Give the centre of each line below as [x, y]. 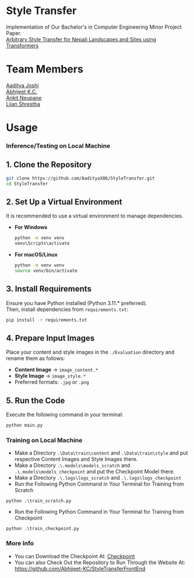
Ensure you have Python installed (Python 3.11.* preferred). [77, 303]
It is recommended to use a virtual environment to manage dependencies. [95, 216]
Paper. [14, 33]
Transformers [22, 46]
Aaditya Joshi [22, 85]
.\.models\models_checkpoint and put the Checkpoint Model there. [94, 472]
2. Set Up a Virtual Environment [64, 202]
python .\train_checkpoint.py [43, 529]
